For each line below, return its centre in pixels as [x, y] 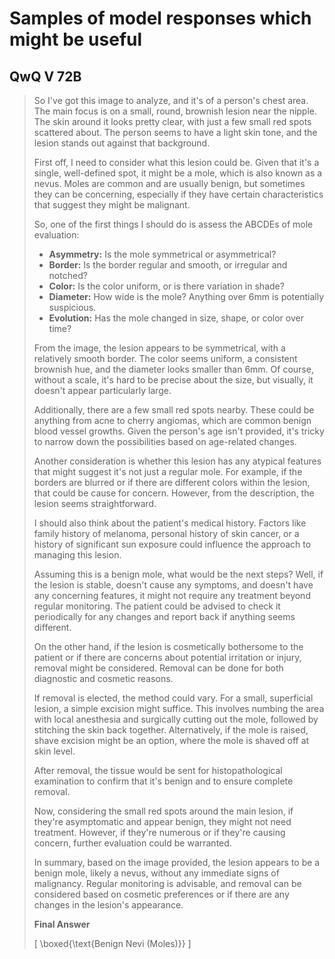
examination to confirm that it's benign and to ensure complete [163, 781]
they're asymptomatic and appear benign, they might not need [162, 821]
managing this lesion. [77, 555]
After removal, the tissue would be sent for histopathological [158, 770]
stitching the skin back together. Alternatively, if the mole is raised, [171, 730]
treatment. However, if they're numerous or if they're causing [159, 832]
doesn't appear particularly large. [102, 390]
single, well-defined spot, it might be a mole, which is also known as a [178, 173]
